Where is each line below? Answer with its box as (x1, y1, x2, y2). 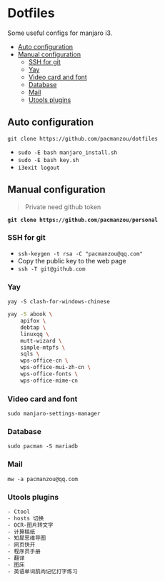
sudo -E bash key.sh (17, 156, 79, 163)
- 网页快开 (7, 541, 36, 549)
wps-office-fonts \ (20, 370, 79, 378)
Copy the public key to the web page (17, 256, 126, 265)
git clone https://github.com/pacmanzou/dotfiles (7, 135, 159, 142)
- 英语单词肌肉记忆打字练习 (7, 567, 79, 575)
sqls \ (20, 350, 40, 358)
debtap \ (20, 323, 46, 331)
